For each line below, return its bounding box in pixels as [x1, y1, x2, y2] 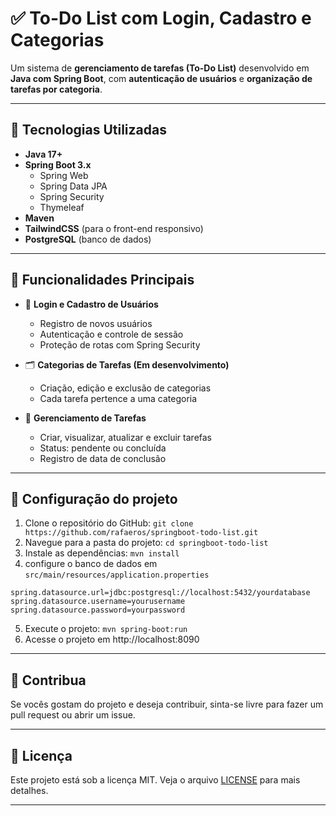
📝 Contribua [10, 672, 87, 689]
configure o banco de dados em [24, 558, 158, 570]
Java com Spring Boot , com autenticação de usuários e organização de [10, 72, 313, 84]
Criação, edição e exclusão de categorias [39, 382, 212, 394]
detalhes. [10, 785, 49, 796]
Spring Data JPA [39, 180, 108, 192]
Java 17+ [24, 148, 63, 160]
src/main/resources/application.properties [24, 570, 210, 581]
